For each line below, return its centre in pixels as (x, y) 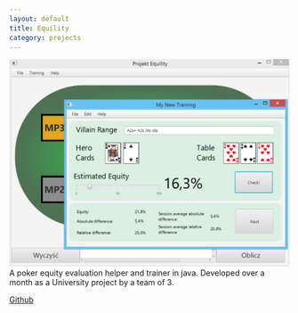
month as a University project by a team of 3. (92, 282)
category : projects (45, 37)
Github (21, 300)
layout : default (39, 19)
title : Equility (39, 28)
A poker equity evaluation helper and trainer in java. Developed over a (137, 273)
